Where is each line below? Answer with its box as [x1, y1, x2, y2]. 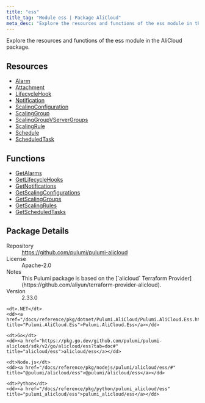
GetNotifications [15, 182, 57, 190]
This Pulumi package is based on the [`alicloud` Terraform [21, 274, 168, 282]
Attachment [15, 84, 45, 91]
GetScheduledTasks [15, 209, 66, 215]
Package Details [6, 226, 69, 237]
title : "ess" [6, 9, 40, 15]
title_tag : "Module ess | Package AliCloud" [6, 15, 121, 21]
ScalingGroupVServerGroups [15, 116, 88, 124]
